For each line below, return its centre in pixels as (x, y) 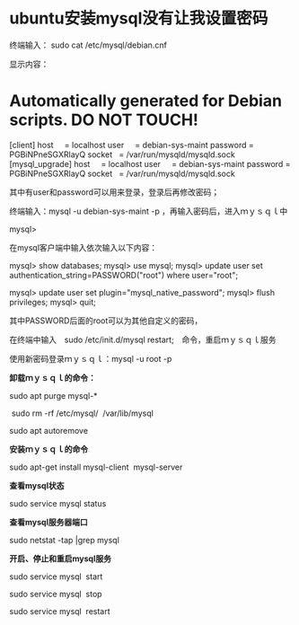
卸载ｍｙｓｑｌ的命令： (53, 377)
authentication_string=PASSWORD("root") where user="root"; (124, 275)
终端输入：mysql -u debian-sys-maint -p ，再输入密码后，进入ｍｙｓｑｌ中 (149, 211)
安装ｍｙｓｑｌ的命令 (48, 449)
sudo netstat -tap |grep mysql (64, 540)
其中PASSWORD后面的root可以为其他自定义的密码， (106, 321)
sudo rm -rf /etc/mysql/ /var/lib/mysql (83, 413)
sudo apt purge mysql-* (53, 395)
